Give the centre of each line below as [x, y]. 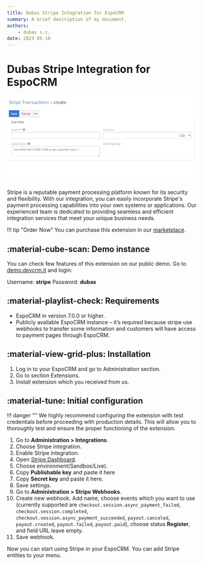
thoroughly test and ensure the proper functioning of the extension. [91, 428]
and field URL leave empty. [49, 531]
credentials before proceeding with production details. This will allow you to [102, 422]
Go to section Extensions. [48, 375]
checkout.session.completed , [52, 511]
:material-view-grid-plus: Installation [79, 354]
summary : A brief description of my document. [67, 19]
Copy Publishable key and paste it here [65, 473]
